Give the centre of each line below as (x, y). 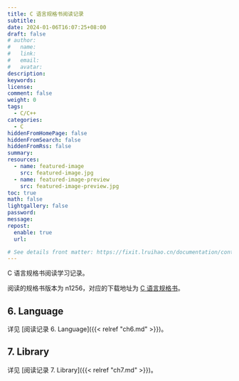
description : (27, 73)
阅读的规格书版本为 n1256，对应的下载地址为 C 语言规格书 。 (96, 288)
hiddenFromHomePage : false (47, 133)
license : (20, 87)
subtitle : (22, 21)
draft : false (27, 34)
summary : (20, 153)
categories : (25, 120)
